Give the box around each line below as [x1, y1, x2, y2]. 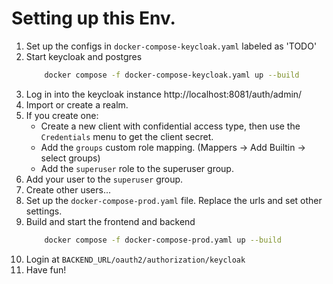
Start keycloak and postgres [25, 50, 143, 62]
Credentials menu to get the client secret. [40, 130, 214, 142]
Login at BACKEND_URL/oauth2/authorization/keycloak [25, 253, 246, 265]
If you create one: [25, 109, 99, 121]
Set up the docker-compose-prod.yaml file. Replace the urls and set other [25, 194, 323, 206]
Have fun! [25, 263, 67, 276]
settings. [25, 205, 63, 217]
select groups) [40, 152, 101, 164]
